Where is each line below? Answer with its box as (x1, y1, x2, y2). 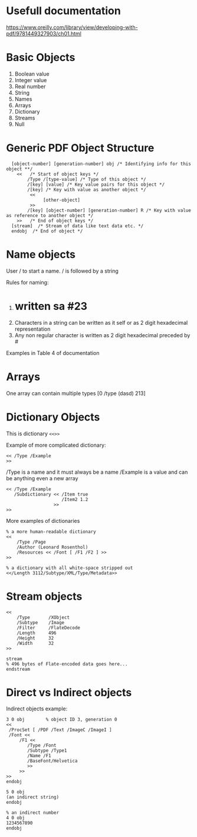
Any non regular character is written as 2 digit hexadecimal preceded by (14, 331, 191, 338)
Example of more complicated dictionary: (6, 441, 106, 448)
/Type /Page (17, 539, 46, 545)
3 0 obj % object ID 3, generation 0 (6, 717, 117, 723)
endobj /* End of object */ (11, 228, 83, 234)
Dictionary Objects (6, 410, 100, 424)
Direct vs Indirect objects (6, 686, 132, 699)
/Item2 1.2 (61, 496, 88, 502)
